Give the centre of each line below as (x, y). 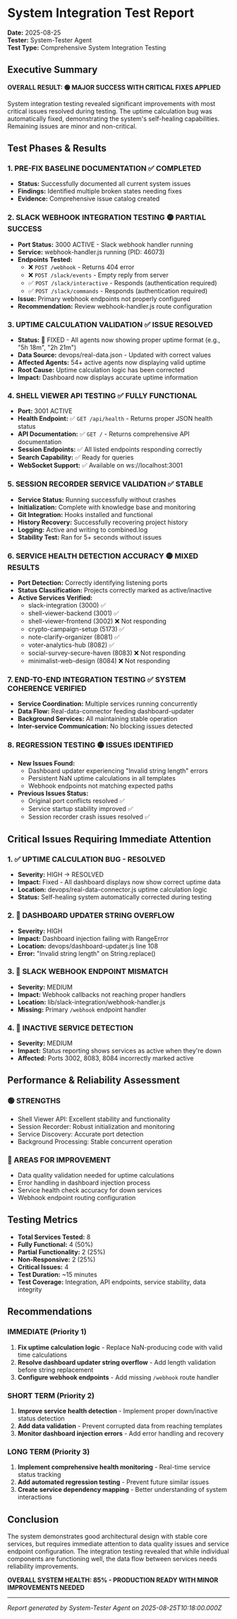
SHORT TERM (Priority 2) (51, 1395)
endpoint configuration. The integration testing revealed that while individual (118, 1551)
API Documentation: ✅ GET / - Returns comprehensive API (104, 434)
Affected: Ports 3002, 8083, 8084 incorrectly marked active (105, 1058)
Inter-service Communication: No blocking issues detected (105, 726)
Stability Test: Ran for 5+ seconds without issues (90, 537)
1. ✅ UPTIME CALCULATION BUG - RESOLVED (86, 859)
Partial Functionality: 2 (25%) (61, 1252)
